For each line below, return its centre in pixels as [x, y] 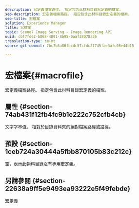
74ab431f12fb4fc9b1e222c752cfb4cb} [65, 114]
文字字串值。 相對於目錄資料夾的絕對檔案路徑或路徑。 [59, 127]
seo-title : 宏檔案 [23, 18]
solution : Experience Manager [36, 23]
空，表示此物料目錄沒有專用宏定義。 [41, 164]
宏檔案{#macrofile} [44, 75]
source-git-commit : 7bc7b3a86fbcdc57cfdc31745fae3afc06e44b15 [69, 46]
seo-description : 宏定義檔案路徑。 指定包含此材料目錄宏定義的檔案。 [68, 14]
